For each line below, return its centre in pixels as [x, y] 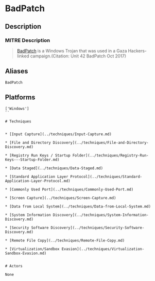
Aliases [17, 71]
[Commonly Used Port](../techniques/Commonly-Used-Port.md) [71, 189]
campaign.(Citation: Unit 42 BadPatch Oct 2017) [78, 56]
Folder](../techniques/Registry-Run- [111, 155]
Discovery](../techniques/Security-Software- [98, 228]
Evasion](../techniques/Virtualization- [103, 249]
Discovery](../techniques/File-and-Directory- [101, 142]
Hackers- [137, 51]
